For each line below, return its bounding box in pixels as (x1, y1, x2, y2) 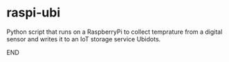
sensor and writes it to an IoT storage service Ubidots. (6, 34, 161, 43)
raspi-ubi (6, 5, 60, 21)
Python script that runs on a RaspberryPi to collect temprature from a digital (6, 28, 223, 36)
